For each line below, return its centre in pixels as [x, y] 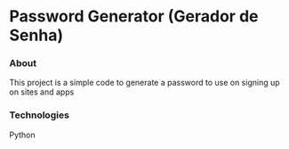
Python [22, 135]
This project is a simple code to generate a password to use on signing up [144, 83]
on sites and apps [42, 92]
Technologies [39, 115]
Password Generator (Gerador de [134, 17]
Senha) [36, 35]
